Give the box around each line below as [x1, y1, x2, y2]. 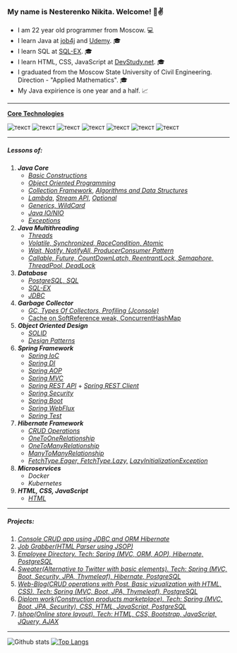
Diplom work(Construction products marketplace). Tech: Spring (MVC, [17, 595, 224, 604]
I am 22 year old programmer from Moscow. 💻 [17, 26, 154, 35]
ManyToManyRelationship [28, 449, 104, 458]
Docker [28, 471, 49, 480]
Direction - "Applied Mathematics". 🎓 [17, 76, 128, 84]
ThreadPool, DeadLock [28, 261, 96, 270]
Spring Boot [28, 396, 63, 405]
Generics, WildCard [28, 201, 86, 210]
